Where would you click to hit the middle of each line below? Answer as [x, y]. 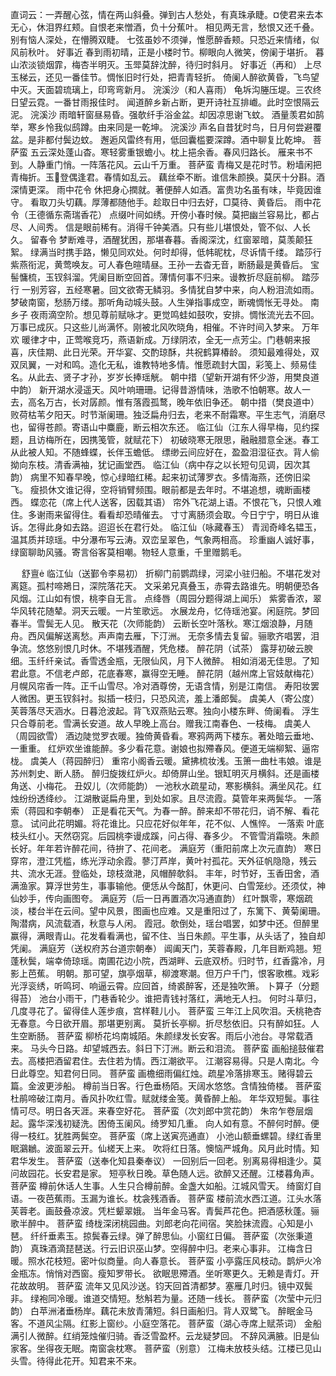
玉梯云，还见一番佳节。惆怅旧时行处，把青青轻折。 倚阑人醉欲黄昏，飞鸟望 [165, 77]
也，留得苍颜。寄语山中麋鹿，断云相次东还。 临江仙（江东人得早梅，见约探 [165, 427]
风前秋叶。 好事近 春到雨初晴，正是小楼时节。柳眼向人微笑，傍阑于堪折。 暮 [167, 52]
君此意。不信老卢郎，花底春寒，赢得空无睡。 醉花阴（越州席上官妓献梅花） [165, 673]
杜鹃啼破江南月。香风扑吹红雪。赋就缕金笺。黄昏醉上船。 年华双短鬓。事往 [165, 1098]
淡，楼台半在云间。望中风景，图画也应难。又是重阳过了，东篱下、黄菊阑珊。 [168, 911]
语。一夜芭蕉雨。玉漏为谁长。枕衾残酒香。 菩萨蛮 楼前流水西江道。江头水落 [166, 1198]
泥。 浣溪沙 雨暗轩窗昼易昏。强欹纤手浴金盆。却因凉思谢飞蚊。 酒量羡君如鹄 [167, 114]
